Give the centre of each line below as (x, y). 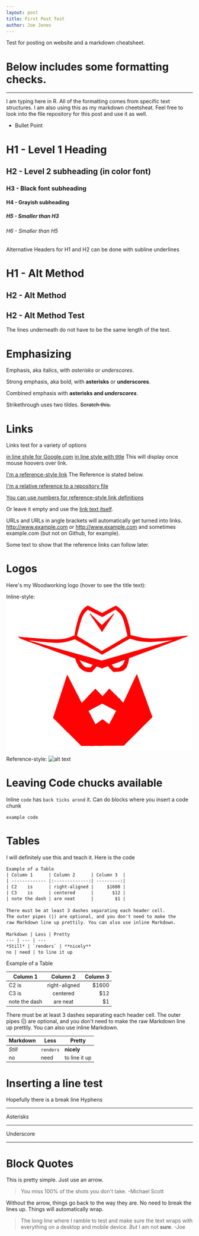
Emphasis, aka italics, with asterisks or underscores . (70, 370)
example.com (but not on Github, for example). (63, 533)
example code (22, 818)
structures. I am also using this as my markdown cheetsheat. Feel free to (95, 108)
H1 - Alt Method (45, 274)
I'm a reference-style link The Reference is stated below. (75, 475)
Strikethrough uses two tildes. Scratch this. (59, 405)
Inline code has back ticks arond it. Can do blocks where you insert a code (97, 800)
